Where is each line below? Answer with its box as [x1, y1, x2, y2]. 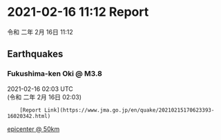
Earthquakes [7, 48, 64, 60]
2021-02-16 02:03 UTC [7, 84, 74, 93]
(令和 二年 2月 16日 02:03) [7, 92, 81, 101]
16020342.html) [7, 112, 51, 119]
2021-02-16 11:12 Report [7, 4, 149, 20]
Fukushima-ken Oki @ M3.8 [7, 69, 102, 79]
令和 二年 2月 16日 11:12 [7, 28, 74, 36]
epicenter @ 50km [7, 125, 60, 133]
